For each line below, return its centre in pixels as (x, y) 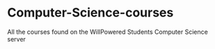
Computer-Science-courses (90, 13)
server (17, 39)
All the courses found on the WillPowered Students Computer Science (108, 32)
